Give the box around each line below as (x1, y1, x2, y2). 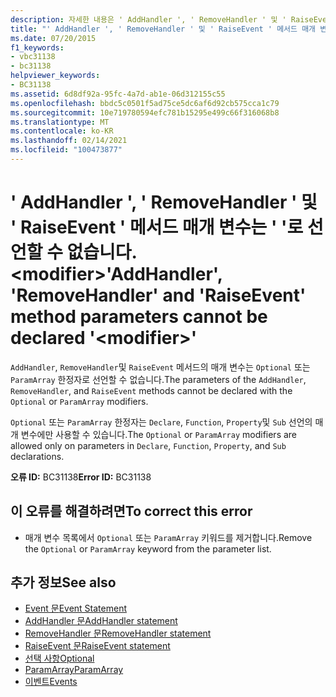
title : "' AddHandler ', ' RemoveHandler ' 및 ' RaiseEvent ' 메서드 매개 (10, 24, 317, 34)
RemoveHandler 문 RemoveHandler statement (24, 627, 212, 640)
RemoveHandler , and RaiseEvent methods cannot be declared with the (10, 384, 293, 396)
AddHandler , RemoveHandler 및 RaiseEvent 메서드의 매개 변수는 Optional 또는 (10, 361, 311, 373)
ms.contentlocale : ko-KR (10, 126, 114, 136)
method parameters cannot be (10, 306, 268, 328)
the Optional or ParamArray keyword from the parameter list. (24, 542, 272, 555)
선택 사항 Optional (24, 652, 95, 665)
